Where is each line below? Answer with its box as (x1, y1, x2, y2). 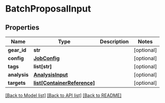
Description (100, 38, 129, 45)
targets (8, 79, 26, 86)
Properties (5, 23, 40, 32)
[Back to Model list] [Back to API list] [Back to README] (5, 92, 122, 98)
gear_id (8, 46, 26, 54)
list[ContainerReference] (33, 79, 95, 86)
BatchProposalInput (5, 3, 91, 15)
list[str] (33, 63, 52, 70)
